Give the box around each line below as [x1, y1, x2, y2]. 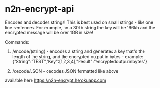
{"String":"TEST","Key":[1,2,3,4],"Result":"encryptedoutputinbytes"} [12, 59, 148, 64]
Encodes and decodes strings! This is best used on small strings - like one [5, 19, 154, 25]
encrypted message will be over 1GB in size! [5, 29, 93, 35]
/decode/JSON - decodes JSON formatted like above [12, 68, 119, 73]
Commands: [5, 39, 30, 44]
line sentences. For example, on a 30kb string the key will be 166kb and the [5, 24, 156, 30]
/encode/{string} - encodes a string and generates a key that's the [12, 48, 145, 54]
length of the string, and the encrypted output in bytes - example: [12, 53, 143, 59]
